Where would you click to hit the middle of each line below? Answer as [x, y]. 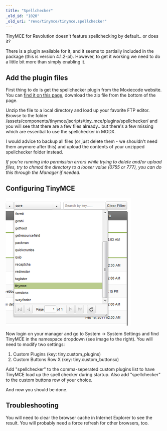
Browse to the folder [27, 116]
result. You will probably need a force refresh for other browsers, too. [77, 423]
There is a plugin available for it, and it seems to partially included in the [80, 51]
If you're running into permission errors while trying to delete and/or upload [84, 162]
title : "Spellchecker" [29, 11]
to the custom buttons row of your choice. [49, 380]
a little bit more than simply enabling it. [46, 62]
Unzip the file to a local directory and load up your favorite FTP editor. [78, 110]
